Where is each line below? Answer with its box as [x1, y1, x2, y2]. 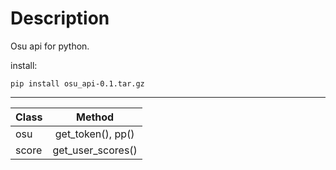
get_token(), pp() [54, 127, 135, 141]
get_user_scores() [52, 143, 138, 157]
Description [10, 7, 110, 30]
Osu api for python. [10, 40, 90, 52]
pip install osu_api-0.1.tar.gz [10, 78, 145, 89]
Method [76, 110, 115, 124]
